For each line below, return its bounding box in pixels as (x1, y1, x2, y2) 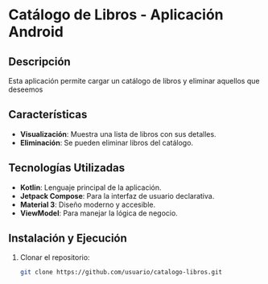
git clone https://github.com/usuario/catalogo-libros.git (19, 268, 223, 277)
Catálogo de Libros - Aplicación (8, 6, 224, 24)
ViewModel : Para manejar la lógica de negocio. (19, 208, 179, 218)
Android (8, 23, 64, 41)
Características (8, 108, 88, 121)
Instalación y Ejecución (8, 232, 127, 245)
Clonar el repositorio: (19, 253, 90, 262)
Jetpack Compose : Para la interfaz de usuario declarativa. (19, 191, 215, 200)
